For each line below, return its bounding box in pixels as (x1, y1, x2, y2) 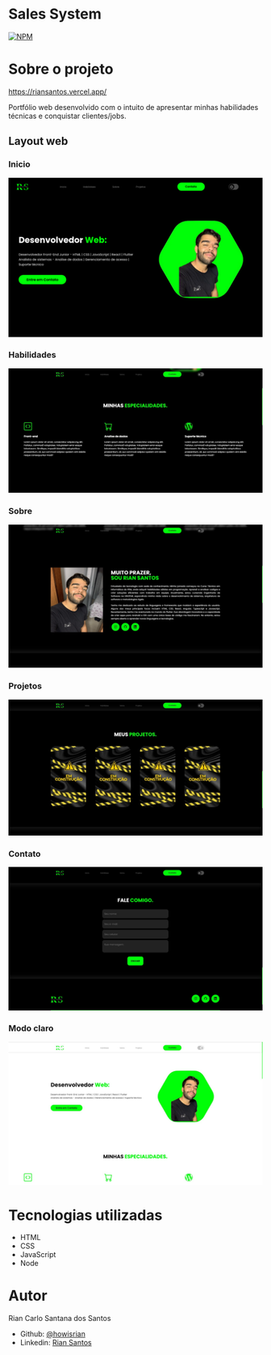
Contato (8, 848, 41, 859)
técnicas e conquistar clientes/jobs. (8, 111, 127, 121)
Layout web (8, 134, 69, 148)
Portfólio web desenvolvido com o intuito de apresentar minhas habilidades (8, 102, 259, 112)
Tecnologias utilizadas (8, 1206, 163, 1224)
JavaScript (19, 1250, 56, 1260)
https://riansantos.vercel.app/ (8, 87, 107, 96)
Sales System (8, 5, 102, 23)
